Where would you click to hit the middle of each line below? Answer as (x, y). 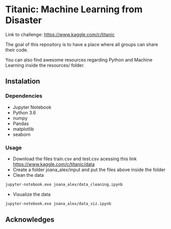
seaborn (22, 134)
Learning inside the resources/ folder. (45, 65)
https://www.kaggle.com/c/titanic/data (54, 164)
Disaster (24, 20)
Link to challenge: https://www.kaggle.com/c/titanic (60, 34)
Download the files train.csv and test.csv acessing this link (75, 159)
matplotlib (23, 129)
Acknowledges (30, 220)
